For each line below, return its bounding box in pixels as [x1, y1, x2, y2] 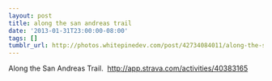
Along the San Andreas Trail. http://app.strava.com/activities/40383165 [8, 63, 249, 73]
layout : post [8, 11, 53, 20]
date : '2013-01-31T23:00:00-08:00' [8, 26, 129, 34]
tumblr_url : [8, 42, 49, 50]
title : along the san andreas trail [8, 19, 132, 27]
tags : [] [8, 34, 38, 43]
